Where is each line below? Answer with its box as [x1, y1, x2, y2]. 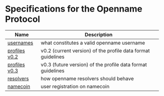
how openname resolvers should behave [41, 75, 134, 82]
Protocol [5, 14, 41, 25]
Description [84, 31, 113, 38]
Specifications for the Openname [5, 3, 143, 15]
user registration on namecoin [41, 83, 110, 90]
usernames [7, 39, 33, 46]
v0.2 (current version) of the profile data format [41, 47, 150, 54]
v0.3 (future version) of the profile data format [41, 61, 147, 68]
